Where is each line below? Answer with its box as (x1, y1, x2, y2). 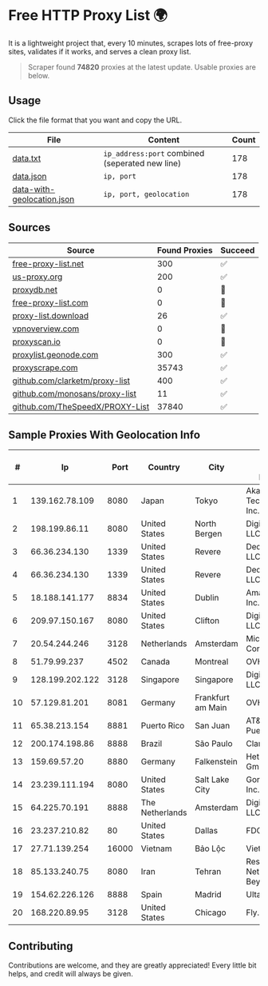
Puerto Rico (140, 721, 185, 732)
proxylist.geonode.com (12, 349, 99, 360)
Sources (8, 221, 51, 234)
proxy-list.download (12, 309, 89, 321)
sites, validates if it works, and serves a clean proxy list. (8, 46, 191, 56)
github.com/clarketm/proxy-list (12, 375, 130, 386)
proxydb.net (12, 284, 58, 295)
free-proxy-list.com (12, 297, 89, 308)
